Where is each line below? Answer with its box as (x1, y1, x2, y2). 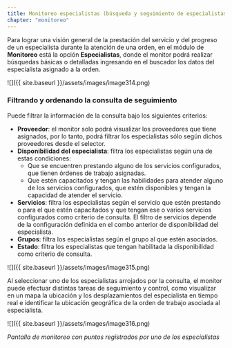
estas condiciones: (17, 154, 71, 163)
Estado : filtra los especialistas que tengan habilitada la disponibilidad (17, 242, 214, 250)
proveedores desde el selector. (17, 139, 106, 147)
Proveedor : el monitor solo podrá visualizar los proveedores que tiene (17, 125, 217, 133)
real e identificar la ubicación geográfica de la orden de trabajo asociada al (7, 298, 220, 306)
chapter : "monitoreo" (7, 17, 70, 24)
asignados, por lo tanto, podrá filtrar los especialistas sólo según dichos (17, 132, 222, 140)
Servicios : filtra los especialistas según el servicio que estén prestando (17, 198, 221, 206)
